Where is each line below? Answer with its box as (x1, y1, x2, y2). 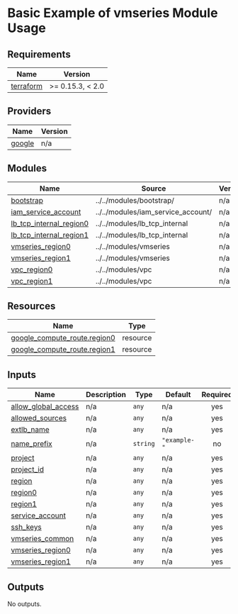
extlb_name (11, 425, 50, 435)
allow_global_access (11, 402, 79, 412)
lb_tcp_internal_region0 (11, 218, 89, 228)
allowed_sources (11, 413, 67, 423)
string (132, 440, 155, 448)
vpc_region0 (11, 264, 53, 274)
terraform (11, 82, 43, 91)
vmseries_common (11, 534, 74, 544)
